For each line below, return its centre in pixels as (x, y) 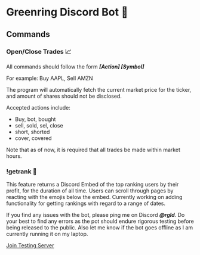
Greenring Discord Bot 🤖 (67, 12)
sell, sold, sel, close (39, 125)
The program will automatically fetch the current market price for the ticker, (99, 89)
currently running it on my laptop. (47, 234)
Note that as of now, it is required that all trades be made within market (93, 150)
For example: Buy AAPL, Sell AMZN (50, 78)
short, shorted (32, 132)
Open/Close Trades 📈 (39, 51)
